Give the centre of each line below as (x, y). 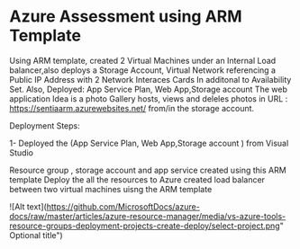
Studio (22, 152)
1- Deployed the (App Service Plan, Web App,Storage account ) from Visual (149, 143)
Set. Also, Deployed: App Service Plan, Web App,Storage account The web (149, 89)
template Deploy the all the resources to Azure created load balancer (137, 179)
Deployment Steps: (45, 125)
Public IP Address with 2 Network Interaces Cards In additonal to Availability (150, 79)
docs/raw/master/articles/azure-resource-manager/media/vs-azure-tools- (148, 216)
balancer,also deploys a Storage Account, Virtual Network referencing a (143, 70)
